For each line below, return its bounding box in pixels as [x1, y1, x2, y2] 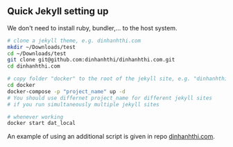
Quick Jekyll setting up [7, 6, 109, 17]
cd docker [7, 82, 36, 89]
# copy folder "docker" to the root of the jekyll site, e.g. [7, 75, 191, 82]
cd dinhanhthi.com [7, 63, 60, 70]
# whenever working [7, 113, 64, 120]
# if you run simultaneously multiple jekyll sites [7, 101, 159, 108]
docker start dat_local [7, 120, 76, 127]
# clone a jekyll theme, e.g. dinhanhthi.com [7, 37, 141, 44]
